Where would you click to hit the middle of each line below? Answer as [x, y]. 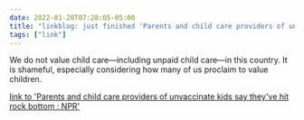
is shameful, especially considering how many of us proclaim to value [139, 69]
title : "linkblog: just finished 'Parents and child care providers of [147, 26]
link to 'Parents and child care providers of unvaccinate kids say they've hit [149, 97]
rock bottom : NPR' [45, 106]
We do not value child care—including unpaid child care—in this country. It [148, 60]
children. [26, 79]
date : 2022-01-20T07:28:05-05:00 [72, 18]
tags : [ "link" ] [38, 34]
